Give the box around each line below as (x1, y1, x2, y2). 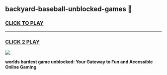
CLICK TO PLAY (5, 20, 44, 27)
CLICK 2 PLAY (5, 38, 40, 45)
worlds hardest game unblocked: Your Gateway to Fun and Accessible (5, 59, 153, 65)
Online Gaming (5, 64, 37, 70)
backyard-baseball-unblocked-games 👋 (5, 5, 133, 13)
